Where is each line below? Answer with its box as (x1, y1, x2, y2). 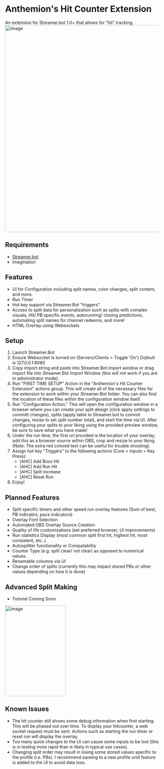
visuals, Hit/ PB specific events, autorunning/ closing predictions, (12, 312, 143, 318)
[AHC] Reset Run (19, 474, 54, 480)
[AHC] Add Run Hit (19, 464, 58, 470)
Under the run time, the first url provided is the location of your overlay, (12, 432, 156, 438)
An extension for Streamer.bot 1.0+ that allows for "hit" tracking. (5, 20, 134, 25)
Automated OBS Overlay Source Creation (12, 522, 95, 528)
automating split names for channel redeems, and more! (12, 317, 125, 323)
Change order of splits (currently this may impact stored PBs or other (12, 563, 151, 570)
